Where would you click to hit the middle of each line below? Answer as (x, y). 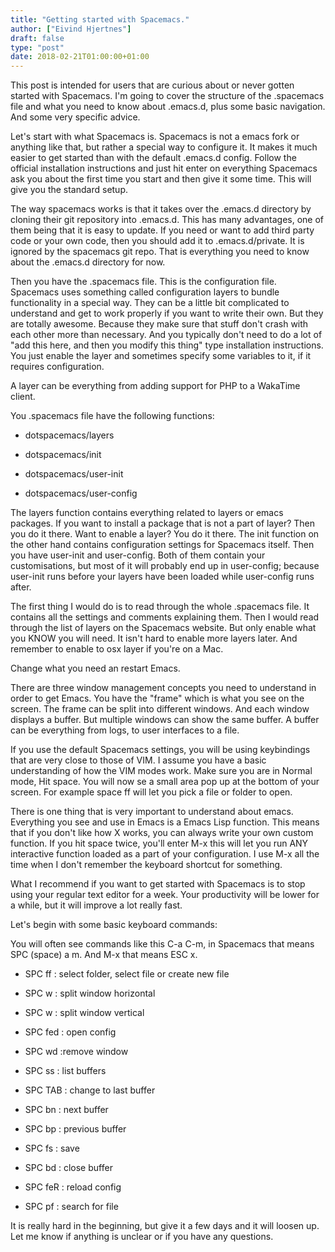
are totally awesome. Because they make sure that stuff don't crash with (159, 324)
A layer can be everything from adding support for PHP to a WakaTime (155, 386)
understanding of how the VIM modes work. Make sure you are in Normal (161, 771)
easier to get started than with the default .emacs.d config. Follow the (153, 158)
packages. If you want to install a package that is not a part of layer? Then (163, 523)
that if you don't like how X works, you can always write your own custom (162, 833)
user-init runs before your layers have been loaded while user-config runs (162, 577)
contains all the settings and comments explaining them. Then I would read (165, 617)
